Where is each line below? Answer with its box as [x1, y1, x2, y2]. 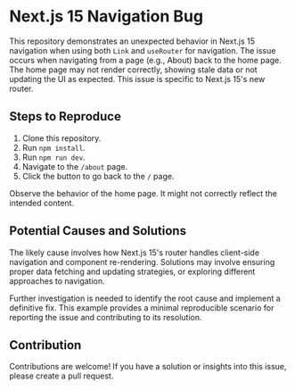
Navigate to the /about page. [21, 161, 128, 171]
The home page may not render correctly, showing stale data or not [9, 64, 258, 75]
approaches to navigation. [9, 275, 105, 286]
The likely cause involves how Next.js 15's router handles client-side [9, 247, 260, 258]
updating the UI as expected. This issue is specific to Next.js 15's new [9, 73, 266, 84]
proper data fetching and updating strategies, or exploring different [9, 266, 256, 277]
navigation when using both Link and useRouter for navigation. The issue [9, 45, 276, 55]
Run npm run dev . [21, 152, 86, 162]
